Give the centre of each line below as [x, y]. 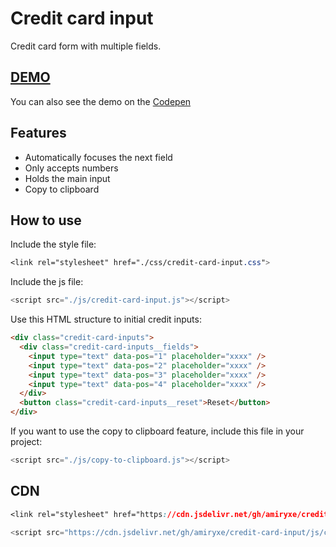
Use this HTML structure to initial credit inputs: [106, 319]
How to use [46, 220]
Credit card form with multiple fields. [86, 46]
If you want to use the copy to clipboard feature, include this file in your [157, 431]
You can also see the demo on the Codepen [101, 101]
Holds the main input [67, 178]
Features [38, 133]
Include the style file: [53, 244]
